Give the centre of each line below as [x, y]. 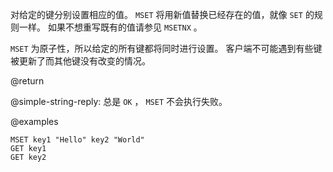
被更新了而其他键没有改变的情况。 [80, 61]
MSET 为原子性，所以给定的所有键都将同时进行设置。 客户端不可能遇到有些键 [166, 48]
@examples [34, 121]
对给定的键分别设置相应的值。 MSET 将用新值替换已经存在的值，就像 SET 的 [162, 14]
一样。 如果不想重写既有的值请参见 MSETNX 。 [110, 27]
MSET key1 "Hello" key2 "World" [77, 140]
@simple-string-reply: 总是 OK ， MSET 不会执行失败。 [119, 101]
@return [27, 81]
